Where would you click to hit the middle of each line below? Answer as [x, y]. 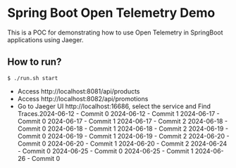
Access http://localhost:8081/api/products [79, 91]
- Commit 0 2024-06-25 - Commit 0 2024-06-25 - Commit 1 [105, 151]
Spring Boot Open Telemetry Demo [111, 13]
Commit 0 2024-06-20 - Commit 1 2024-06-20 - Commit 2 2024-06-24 [122, 143]
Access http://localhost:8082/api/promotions [83, 98]
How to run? [35, 62]
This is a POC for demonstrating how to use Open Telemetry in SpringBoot [115, 32]
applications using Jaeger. [45, 39]
